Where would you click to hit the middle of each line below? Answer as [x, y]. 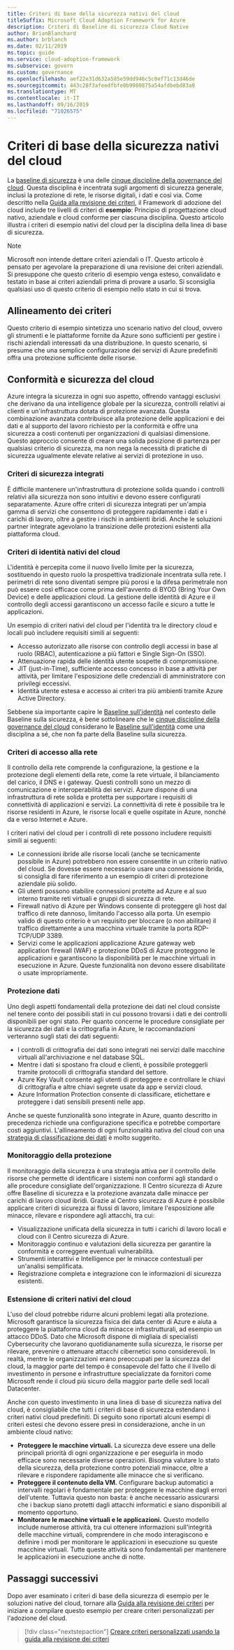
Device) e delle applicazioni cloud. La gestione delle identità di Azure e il [111, 597]
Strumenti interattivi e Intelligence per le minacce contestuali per [110, 1258]
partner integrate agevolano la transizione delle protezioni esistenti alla [109, 526]
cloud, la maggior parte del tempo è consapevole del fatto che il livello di [112, 1366]
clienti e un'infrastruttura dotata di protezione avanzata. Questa [98, 411]
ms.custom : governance [40, 72]
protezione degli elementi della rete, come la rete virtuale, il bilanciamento [114, 775]
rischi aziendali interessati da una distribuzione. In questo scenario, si [107, 343]
